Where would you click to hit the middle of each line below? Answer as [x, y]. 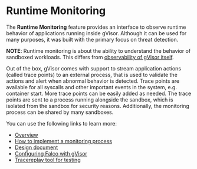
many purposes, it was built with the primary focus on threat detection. [92, 39]
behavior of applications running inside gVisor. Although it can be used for [96, 33]
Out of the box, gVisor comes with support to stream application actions [94, 68]
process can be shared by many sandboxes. [60, 112]
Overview [26, 135]
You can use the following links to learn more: [61, 123]
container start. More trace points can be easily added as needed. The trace [99, 93]
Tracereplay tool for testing [47, 160]
